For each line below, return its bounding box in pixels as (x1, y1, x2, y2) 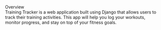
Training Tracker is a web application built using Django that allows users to (5, 9, 157, 15)
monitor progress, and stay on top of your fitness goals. (5, 19, 117, 25)
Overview (5, 4, 24, 10)
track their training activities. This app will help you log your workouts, (5, 15, 145, 20)
